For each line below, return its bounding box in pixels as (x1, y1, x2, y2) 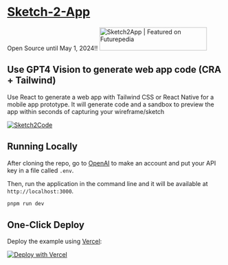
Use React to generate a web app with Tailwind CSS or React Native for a (7, 93, 214, 101)
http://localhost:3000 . (7, 187, 74, 195)
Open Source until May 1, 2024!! (7, 44, 98, 52)
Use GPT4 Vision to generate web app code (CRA (7, 64, 222, 76)
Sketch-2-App (7, 4, 91, 20)
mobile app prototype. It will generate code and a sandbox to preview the (7, 100, 214, 108)
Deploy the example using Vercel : (7, 238, 102, 246)
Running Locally (7, 141, 78, 152)
